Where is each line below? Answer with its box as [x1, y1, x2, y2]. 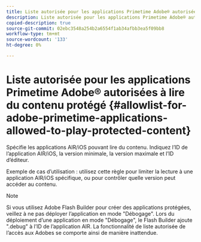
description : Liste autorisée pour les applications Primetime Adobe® [6, 14, 186, 20]
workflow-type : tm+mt [6, 31, 60, 37]
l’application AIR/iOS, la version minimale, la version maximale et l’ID [6, 150, 174, 157]
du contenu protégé [6, 99, 106, 112]
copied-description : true [6, 20, 71, 26]
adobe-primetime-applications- [6, 111, 168, 125]
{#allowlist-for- [108, 99, 187, 112]
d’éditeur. [6, 156, 29, 163]
